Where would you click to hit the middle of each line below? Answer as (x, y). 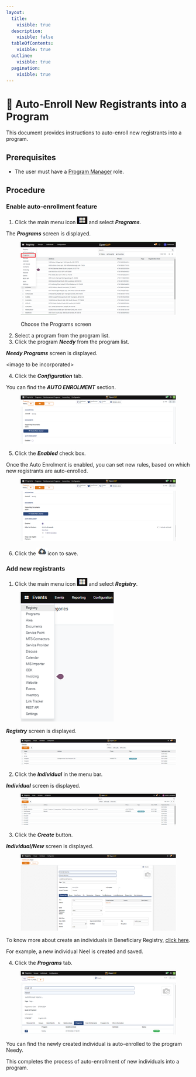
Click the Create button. (44, 835)
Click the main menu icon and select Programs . (78, 222)
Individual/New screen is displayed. (50, 846)
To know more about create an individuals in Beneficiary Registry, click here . (98, 940)
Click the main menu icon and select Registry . (76, 584)
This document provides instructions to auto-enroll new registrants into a (94, 133)
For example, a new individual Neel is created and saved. (75, 951)
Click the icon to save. (47, 553)
